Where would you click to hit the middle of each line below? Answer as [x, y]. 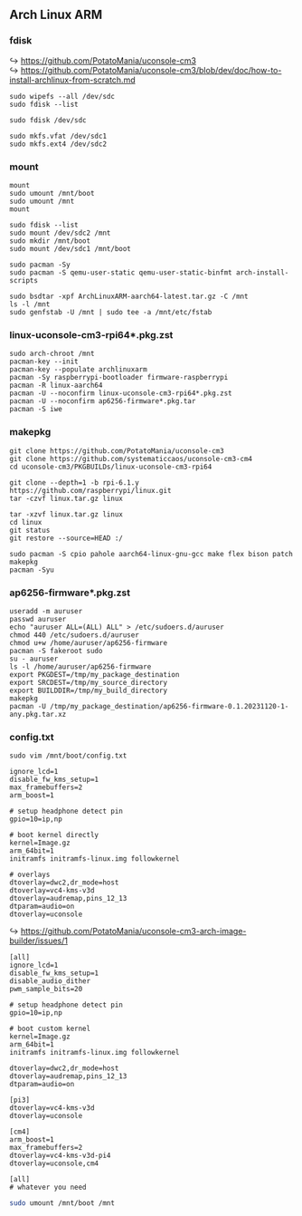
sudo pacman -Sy [40, 265]
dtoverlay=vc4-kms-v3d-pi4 [60, 1156]
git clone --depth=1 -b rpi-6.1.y [75, 483]
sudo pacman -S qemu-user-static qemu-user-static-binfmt [121, 272]
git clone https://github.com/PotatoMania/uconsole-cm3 [117, 451]
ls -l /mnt [30, 304]
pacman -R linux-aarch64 [56, 386]
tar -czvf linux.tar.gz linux [66, 498]
